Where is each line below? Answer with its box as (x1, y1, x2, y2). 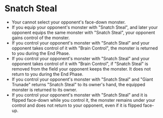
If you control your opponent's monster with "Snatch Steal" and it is (11, 92, 147, 98)
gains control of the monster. (11, 35, 70, 41)
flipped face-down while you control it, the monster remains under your (11, 97, 156, 103)
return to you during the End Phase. (11, 71, 83, 77)
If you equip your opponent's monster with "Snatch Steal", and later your (11, 24, 158, 30)
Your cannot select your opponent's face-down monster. (11, 19, 126, 25)
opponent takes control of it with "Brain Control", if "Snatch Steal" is (11, 61, 148, 67)
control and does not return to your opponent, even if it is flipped (11, 102, 143, 108)
